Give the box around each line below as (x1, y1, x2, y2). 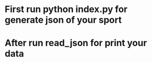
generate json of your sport (5, 14, 122, 26)
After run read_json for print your (5, 37, 147, 49)
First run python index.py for (5, 4, 128, 15)
